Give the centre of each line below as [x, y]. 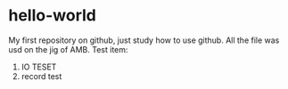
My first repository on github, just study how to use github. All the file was [144, 40]
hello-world [53, 16]
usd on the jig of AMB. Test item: [68, 49]
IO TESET [39, 67]
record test [41, 76]
